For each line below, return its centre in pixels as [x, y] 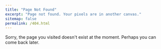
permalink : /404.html [28, 23]
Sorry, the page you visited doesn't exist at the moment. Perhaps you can [80, 37]
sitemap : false [21, 19]
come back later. [22, 43]
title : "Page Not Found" [31, 10]
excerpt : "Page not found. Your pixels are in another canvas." [73, 14]
